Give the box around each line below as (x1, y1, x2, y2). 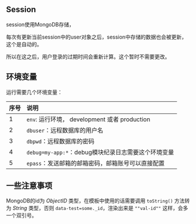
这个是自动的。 (6, 40, 42, 47)
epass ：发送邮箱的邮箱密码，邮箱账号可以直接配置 (26, 159, 165, 167)
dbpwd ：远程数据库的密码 (26, 137, 95, 145)
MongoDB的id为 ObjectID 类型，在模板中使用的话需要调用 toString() (6, 197, 174, 204)
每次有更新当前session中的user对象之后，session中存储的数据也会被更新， (6, 33, 187, 40)
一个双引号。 (6, 212, 37, 219)
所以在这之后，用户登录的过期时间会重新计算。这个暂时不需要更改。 (6, 53, 170, 60)
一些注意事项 (6, 181, 53, 191)
